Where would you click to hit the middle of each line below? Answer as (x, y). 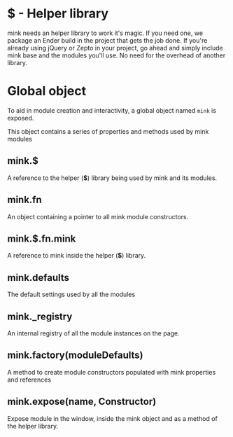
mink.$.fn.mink (42, 238)
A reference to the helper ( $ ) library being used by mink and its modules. (112, 178)
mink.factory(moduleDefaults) (75, 355)
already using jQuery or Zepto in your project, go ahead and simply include (115, 48)
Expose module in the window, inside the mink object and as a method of (113, 418)
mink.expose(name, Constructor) (82, 402)
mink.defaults (38, 278)
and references (29, 380)
